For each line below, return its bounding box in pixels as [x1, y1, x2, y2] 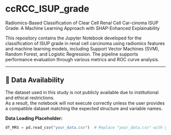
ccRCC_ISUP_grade [5, 3, 90, 15]
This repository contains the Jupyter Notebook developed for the [5, 35, 141, 41]
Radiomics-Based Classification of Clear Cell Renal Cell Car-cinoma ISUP [5, 20, 159, 26]
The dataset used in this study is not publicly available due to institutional [5, 89, 159, 95]
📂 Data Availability [5, 76, 65, 84]
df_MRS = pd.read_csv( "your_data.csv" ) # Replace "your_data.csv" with [5, 125, 163, 130]
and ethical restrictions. [5, 95, 55, 101]
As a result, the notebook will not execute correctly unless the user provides [5, 100, 165, 106]
